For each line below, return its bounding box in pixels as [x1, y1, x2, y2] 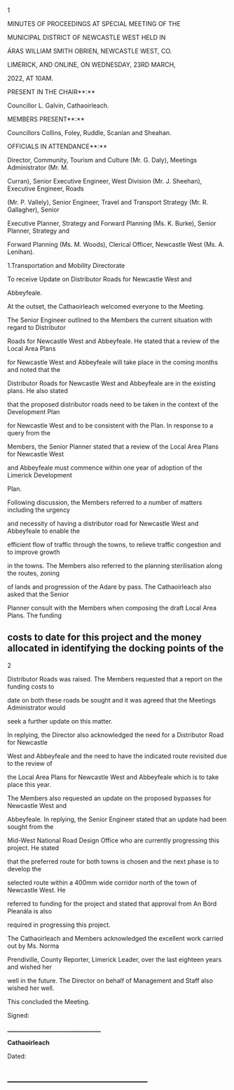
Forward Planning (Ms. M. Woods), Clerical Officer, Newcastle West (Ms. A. [7, 241, 225, 248]
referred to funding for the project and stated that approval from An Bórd [7, 899, 217, 908]
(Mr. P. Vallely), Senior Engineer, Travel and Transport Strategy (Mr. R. [7, 198, 209, 206]
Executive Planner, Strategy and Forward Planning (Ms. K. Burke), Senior [7, 219, 217, 227]
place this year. [7, 780, 51, 788]
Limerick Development [7, 471, 72, 479]
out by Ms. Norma [7, 942, 60, 950]
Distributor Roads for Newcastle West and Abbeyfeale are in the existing [7, 379, 216, 387]
